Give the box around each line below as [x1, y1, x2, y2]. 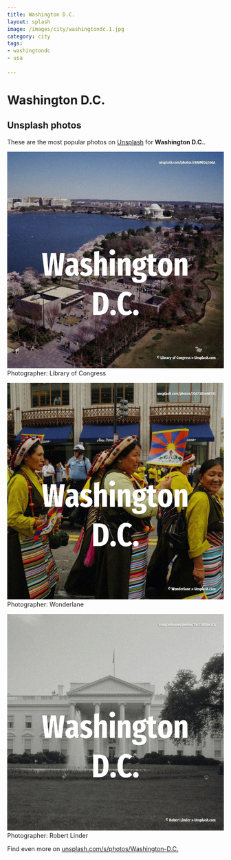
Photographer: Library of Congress [7, 368, 107, 377]
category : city [7, 33, 51, 40]
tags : [7, 40, 23, 47]
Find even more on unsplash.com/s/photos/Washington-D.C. [7, 844, 179, 852]
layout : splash [7, 18, 51, 25]
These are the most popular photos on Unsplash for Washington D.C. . [7, 137, 206, 146]
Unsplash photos [7, 120, 82, 131]
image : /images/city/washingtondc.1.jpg [7, 25, 125, 32]
